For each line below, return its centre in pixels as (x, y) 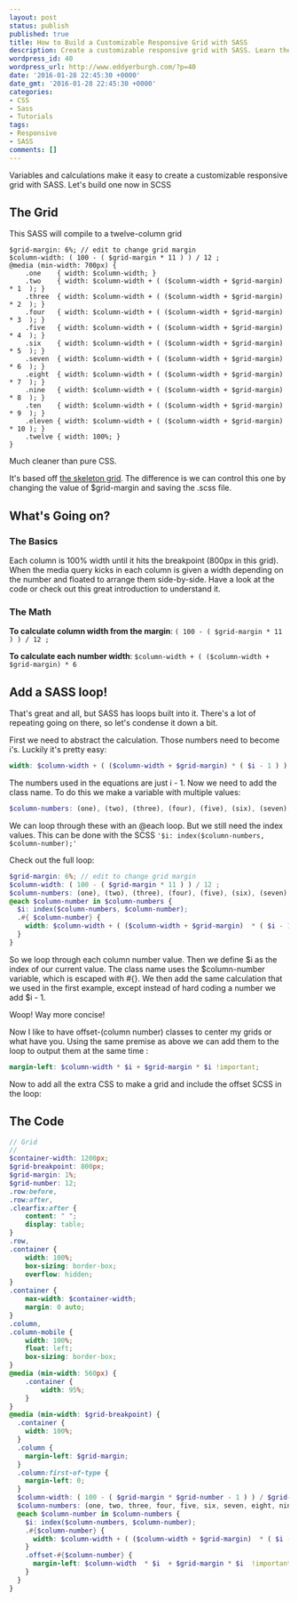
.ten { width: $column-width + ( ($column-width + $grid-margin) (154, 406)
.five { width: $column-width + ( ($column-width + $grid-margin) (154, 328)
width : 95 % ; (63, 1390)
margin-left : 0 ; (55, 1481)
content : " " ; (51, 1216)
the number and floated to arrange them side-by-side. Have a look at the (142, 580)
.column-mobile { (41, 1332)
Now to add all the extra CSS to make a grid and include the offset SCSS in (145, 1084)
